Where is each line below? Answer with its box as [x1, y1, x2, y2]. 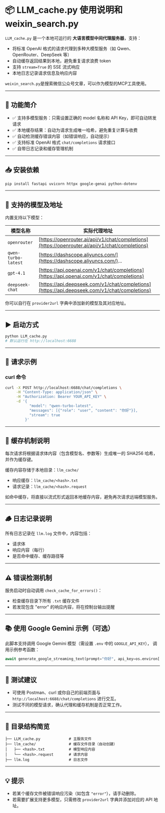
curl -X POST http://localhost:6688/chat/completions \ [5, 385, 122, 390]
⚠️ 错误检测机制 [5, 574, 53, 582]
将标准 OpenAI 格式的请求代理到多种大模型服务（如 [12, 45, 116, 52]
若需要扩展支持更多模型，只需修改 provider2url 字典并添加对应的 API [12, 797, 153, 803]
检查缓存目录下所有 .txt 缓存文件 [12, 598, 80, 603]
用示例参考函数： [5, 646, 40, 653]
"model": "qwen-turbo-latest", [29, 403, 93, 408]
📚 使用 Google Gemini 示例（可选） [5, 624, 114, 633]
